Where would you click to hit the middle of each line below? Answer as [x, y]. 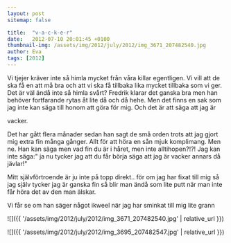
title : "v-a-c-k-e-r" [40, 33]
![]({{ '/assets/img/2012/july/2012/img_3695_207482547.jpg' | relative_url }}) [116, 232]
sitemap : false [29, 20]
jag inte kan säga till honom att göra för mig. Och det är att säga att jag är [112, 107]
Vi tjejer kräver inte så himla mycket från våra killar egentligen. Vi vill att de [114, 78]
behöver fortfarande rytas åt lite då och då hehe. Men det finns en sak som [114, 100]
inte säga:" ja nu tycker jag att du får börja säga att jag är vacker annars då [114, 156]
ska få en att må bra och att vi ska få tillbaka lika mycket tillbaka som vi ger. [114, 85]
